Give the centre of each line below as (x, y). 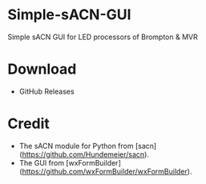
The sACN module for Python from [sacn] (88, 146)
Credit (28, 124)
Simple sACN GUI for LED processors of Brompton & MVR (103, 37)
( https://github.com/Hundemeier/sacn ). (84, 154)
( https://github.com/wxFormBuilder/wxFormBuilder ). (105, 171)
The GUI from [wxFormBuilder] (70, 162)
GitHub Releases (46, 91)
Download (42, 69)
